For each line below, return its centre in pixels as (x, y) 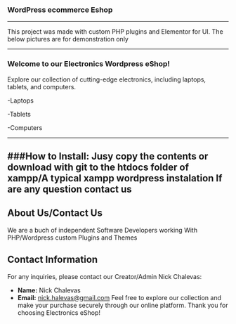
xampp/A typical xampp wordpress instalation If (115, 178)
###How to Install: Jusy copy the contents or (108, 156)
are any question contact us (70, 189)
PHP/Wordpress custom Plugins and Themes (72, 238)
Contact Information (53, 260)
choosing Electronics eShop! (59, 312)
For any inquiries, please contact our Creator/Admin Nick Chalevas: (105, 276)
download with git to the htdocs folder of (98, 167)
